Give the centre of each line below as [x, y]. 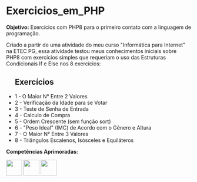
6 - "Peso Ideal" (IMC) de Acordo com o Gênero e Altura [83, 127]
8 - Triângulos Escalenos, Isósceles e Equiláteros [74, 140]
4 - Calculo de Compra [42, 115]
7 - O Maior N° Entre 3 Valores [51, 134]
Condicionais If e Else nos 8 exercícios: [54, 64]
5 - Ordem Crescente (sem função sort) [63, 121]
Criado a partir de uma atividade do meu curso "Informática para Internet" [96, 45]
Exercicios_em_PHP [56, 11]
